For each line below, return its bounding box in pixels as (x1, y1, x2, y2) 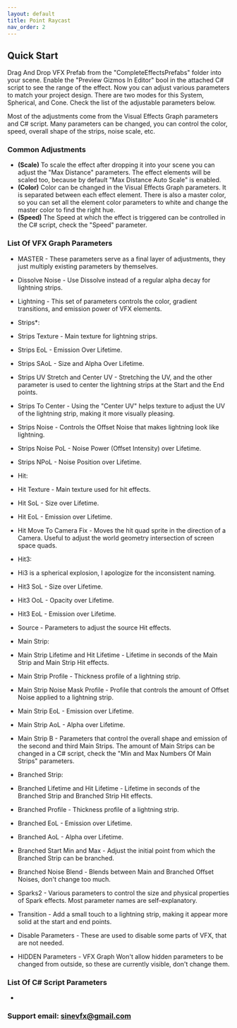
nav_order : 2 (7, 23, 46, 30)
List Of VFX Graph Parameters (7, 238, 113, 248)
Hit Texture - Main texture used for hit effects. (17, 485, 151, 493)
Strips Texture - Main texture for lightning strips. (17, 331, 158, 340)
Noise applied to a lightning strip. (17, 693, 114, 702)
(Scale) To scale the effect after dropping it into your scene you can (17, 160, 215, 170)
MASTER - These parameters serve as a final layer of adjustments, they (17, 254, 226, 263)
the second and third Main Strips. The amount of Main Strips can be (17, 741, 215, 750)
